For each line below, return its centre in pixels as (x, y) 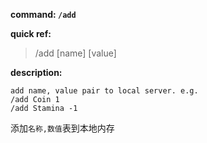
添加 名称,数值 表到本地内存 (62, 128)
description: (36, 72)
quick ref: (31, 33)
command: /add (43, 14)
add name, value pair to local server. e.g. (104, 91)
